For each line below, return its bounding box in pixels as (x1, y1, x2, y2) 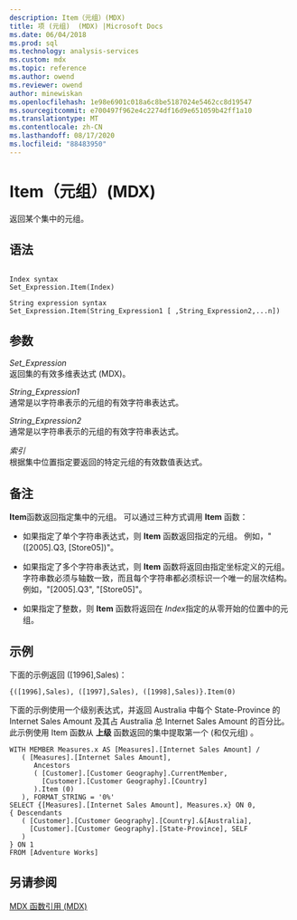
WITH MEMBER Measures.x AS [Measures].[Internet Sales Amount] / (9, 744, 260, 754)
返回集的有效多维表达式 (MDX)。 (9, 369, 131, 379)
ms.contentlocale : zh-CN (9, 123, 103, 132)
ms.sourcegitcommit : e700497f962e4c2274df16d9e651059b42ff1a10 (9, 106, 253, 115)
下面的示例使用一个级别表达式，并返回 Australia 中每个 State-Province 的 (9, 704, 281, 715)
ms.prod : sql (9, 38, 59, 48)
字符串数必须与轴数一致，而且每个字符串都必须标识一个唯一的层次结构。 (22, 572, 292, 584)
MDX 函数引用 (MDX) (9, 900, 88, 911)
